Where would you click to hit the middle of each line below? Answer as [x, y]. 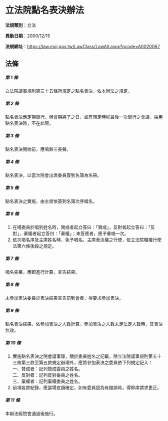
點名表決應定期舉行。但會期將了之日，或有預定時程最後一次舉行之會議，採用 [84, 117]
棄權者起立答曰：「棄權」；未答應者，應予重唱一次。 [76, 234]
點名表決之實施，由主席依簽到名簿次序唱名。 [51, 201]
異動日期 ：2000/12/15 [28, 36]
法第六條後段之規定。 [34, 246]
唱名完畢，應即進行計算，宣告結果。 [42, 272]
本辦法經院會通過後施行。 [31, 413]
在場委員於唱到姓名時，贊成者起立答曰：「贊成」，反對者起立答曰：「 [81, 227]
